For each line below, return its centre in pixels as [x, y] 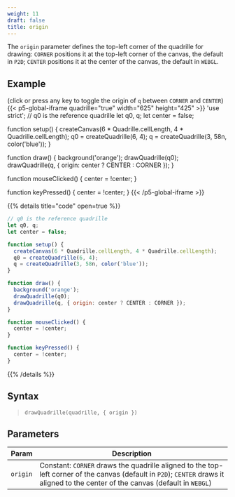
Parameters [33, 434]
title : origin [28, 27]
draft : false [26, 20]
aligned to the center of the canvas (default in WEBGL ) [126, 483]
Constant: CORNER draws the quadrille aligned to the [123, 465]
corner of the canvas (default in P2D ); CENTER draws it [138, 475]
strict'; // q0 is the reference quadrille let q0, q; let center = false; [101, 116]
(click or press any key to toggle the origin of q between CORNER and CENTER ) [115, 101]
